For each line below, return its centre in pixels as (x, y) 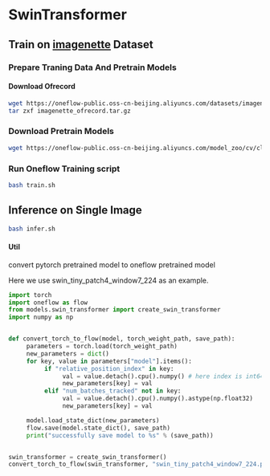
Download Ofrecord (42, 87)
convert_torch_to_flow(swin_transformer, (79, 464)
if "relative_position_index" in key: (109, 368)
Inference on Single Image (75, 210)
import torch (30, 295)
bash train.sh (32, 185)
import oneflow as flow (48, 303)
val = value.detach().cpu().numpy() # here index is (152, 376)
